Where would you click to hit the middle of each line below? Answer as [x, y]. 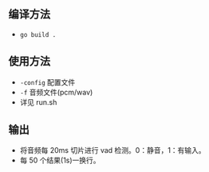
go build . [38, 34]
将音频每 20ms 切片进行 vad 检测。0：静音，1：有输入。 [112, 150]
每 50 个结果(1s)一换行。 [60, 160]
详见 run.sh [38, 102]
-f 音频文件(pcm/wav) [56, 92]
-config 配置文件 [47, 82]
